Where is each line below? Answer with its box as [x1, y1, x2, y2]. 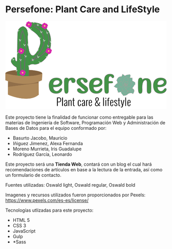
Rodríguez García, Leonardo [12, 151, 73, 157]
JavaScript [12, 228, 36, 234]
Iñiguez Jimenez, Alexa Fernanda [12, 141, 83, 147]
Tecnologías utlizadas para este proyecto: [5, 207, 94, 213]
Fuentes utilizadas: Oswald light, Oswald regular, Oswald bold [5, 182, 136, 188]
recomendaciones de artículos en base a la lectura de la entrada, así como [5, 167, 163, 173]
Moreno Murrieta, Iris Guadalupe [12, 146, 82, 152]
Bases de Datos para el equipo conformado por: [5, 125, 106, 131]
